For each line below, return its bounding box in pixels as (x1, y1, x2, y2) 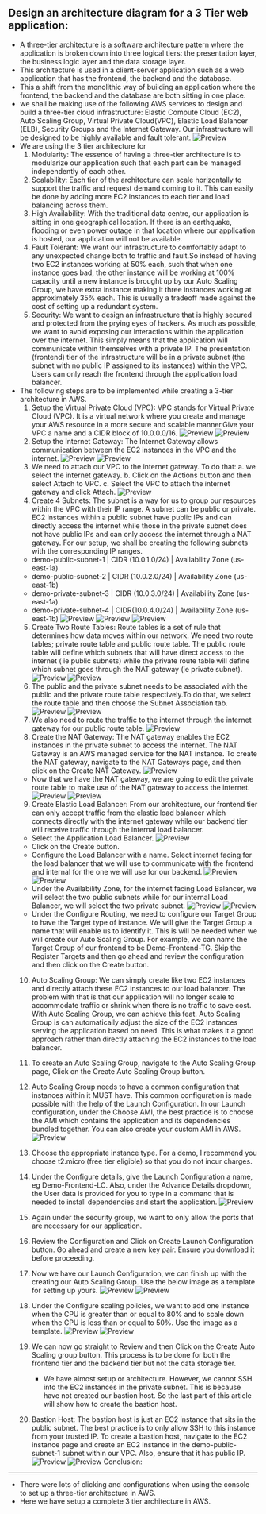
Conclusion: (103, 1457, 142, 1466)
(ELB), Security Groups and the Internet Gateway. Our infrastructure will (19, 124, 254, 133)
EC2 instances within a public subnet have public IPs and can (31, 512, 232, 522)
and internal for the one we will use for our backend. (31, 867, 203, 876)
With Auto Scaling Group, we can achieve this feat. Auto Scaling (31, 1009, 241, 1018)
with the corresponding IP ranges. (31, 546, 142, 555)
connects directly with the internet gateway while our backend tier (31, 816, 248, 825)
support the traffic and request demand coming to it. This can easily (31, 183, 254, 193)
